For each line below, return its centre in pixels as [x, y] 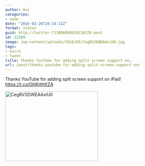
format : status [21, 28]
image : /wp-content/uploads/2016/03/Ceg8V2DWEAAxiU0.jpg [65, 42]
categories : [17, 14]
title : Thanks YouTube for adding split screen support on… [69, 60]
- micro [13, 51]
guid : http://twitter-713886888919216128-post [54, 33]
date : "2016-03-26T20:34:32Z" [36, 24]
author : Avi [17, 10]
